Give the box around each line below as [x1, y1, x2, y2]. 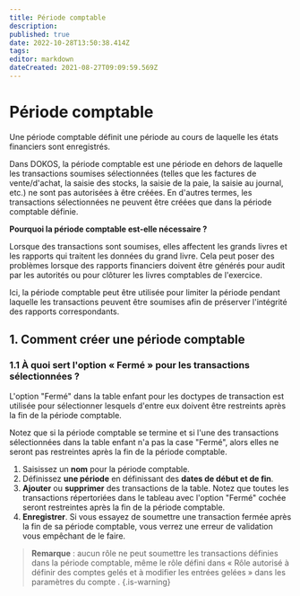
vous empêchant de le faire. [21, 530, 126, 541]
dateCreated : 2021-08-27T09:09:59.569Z [9, 64, 159, 73]
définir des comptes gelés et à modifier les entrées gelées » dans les [30, 566, 287, 577]
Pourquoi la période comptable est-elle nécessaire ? [9, 223, 208, 234]
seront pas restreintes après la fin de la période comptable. [9, 446, 227, 457]
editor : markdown [9, 55, 74, 64]
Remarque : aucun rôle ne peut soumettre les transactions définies [30, 548, 279, 558]
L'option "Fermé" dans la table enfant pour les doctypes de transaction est [9, 390, 285, 401]
